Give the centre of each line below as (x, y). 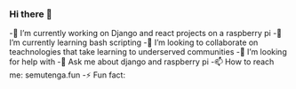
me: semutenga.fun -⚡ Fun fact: (68, 75)
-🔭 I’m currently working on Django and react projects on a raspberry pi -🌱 (146, 33)
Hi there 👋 (31, 14)
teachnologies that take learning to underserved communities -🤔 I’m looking (148, 52)
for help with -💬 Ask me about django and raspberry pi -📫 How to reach (142, 62)
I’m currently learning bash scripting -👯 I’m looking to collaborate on (134, 42)
